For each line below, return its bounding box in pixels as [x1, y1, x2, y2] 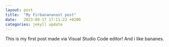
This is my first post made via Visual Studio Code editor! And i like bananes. [5, 36, 164, 42]
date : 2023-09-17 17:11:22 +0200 [5, 17, 81, 22]
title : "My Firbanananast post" [5, 12, 77, 17]
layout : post [5, 7, 33, 13]
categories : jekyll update [5, 21, 63, 27]
